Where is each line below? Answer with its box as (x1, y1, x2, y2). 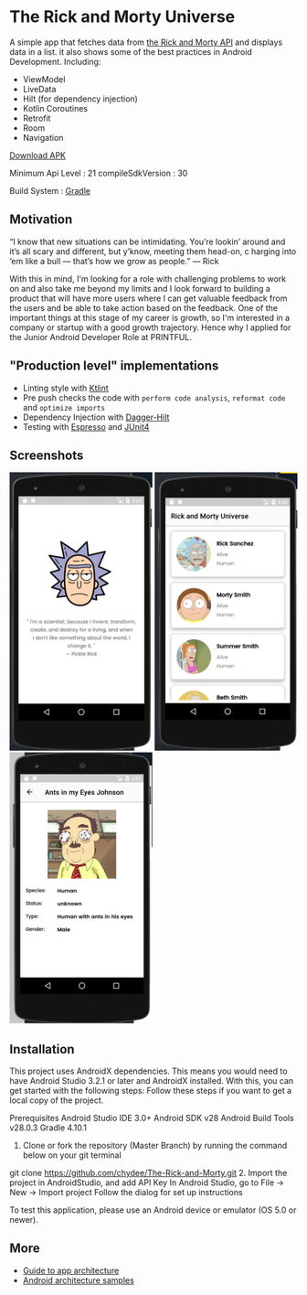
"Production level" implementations (9, 359, 219, 374)
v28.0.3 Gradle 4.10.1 (9, 1122, 87, 1133)
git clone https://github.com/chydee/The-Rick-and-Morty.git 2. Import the (9, 1167, 288, 1178)
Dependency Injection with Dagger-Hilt (22, 412, 170, 423)
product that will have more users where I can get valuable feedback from (9, 293, 288, 304)
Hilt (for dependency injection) (22, 93, 139, 104)
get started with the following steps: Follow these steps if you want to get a (9, 1085, 292, 1096)
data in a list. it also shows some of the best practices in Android (9, 46, 253, 57)
